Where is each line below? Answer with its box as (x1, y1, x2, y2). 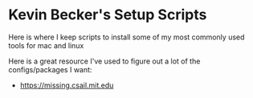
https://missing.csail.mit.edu (19, 80, 114, 90)
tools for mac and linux (8, 40, 84, 50)
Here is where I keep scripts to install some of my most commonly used (8, 32, 245, 42)
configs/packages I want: (8, 64, 92, 74)
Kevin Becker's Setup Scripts (8, 6, 207, 24)
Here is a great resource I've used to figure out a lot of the (8, 56, 201, 66)
